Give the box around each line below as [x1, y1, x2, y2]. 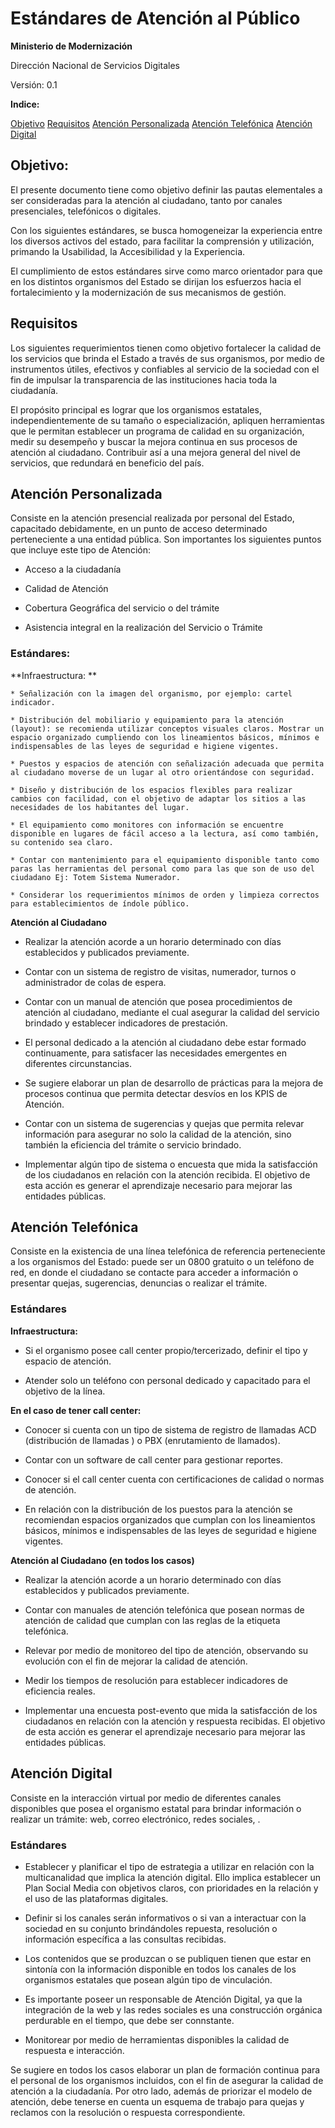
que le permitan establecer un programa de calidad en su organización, [10, 425, 305, 437]
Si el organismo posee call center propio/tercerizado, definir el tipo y [24, 1344, 308, 1356]
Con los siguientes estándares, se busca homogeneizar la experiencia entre [10, 224, 323, 236]
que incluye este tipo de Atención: [10, 544, 151, 556]
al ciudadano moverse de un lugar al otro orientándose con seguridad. [10, 767, 315, 777]
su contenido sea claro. [10, 837, 114, 847]
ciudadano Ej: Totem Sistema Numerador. [10, 872, 182, 882]
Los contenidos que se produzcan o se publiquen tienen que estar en [24, 1952, 312, 1964]
